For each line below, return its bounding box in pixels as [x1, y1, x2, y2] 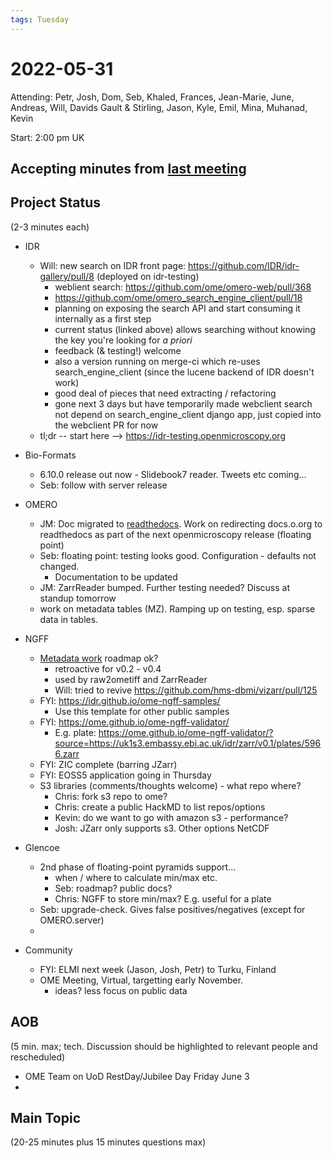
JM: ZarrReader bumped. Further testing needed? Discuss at [39, 581, 291, 593]
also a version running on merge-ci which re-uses [54, 355, 261, 367]
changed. [39, 560, 80, 572]
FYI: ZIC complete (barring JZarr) [39, 758, 178, 770]
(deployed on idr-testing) [96, 270, 200, 282]
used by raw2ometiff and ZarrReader [54, 673, 208, 685]
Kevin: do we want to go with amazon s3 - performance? [54, 811, 289, 823]
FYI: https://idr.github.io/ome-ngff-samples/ [39, 694, 221, 706]
